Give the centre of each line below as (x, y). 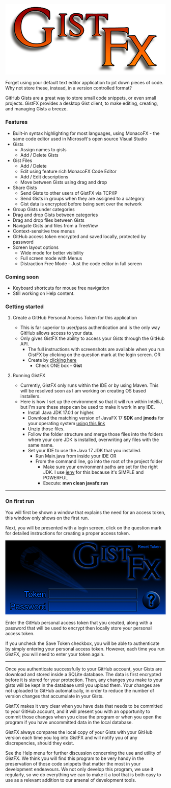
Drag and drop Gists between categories (55, 215)
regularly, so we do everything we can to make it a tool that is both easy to (83, 775)
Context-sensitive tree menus (44, 231)
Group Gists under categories (44, 209)
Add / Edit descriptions (44, 177)
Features (17, 122)
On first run (20, 501)
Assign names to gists (44, 149)
